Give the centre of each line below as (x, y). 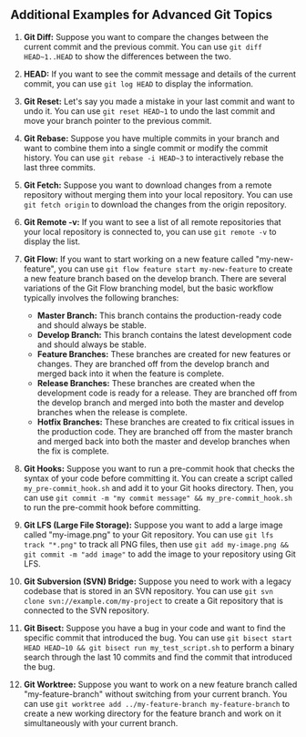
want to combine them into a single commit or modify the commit (146, 148)
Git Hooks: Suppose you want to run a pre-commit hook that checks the (159, 468)
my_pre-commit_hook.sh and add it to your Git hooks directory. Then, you (158, 487)
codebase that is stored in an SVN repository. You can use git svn (148, 590)
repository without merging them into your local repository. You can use (158, 194)
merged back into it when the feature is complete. (130, 374)
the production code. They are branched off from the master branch (165, 431)
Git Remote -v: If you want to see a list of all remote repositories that (152, 221)
